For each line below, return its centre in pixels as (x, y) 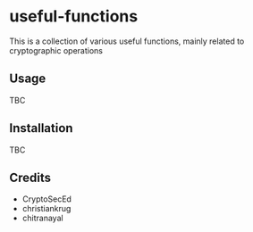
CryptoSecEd (46, 199)
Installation (41, 128)
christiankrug (46, 209)
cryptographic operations (56, 50)
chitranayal (43, 218)
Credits (30, 177)
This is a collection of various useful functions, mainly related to (127, 41)
